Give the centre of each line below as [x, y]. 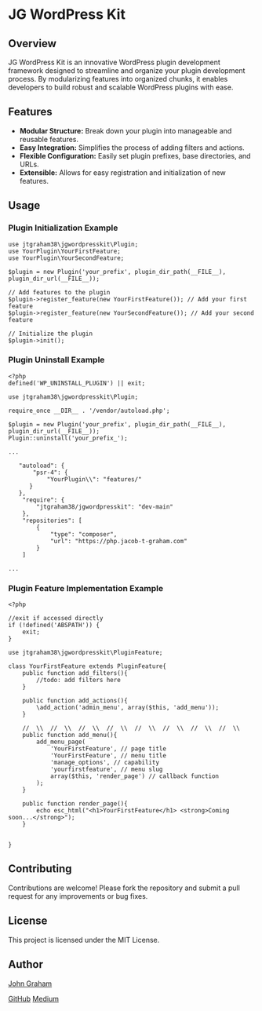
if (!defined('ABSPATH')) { [54, 626]
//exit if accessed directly [56, 619]
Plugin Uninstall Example [56, 360]
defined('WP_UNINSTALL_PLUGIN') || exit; [77, 383]
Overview [33, 44]
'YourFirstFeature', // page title [108, 749]
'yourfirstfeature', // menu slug [106, 770]
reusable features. [49, 139]
